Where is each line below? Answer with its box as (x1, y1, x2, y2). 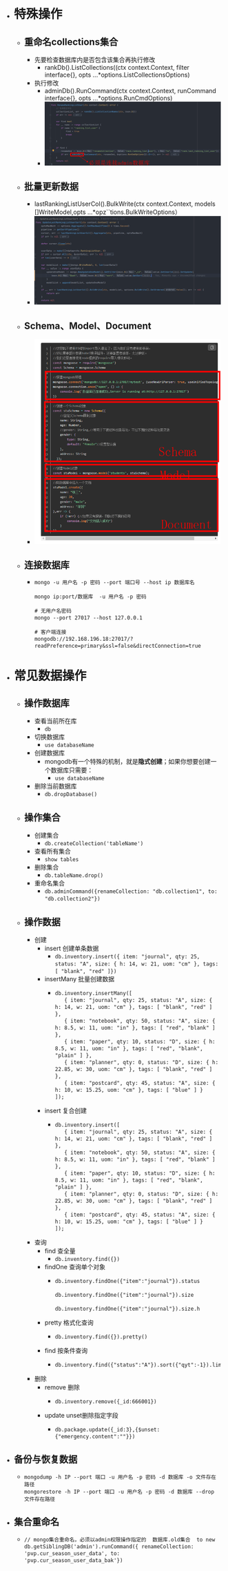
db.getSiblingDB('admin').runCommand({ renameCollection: (23, 1543, 194, 1550)
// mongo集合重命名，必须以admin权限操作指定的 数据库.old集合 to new (23, 1536, 216, 1543)
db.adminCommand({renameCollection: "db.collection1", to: (44, 888, 218, 895)
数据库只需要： (50, 766, 94, 774)
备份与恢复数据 (13, 1454, 78, 1465)
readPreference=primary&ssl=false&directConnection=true (34, 643, 201, 650)
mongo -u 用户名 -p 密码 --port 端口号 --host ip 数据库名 (34, 579, 195, 586)
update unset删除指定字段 (44, 1411, 118, 1419)
